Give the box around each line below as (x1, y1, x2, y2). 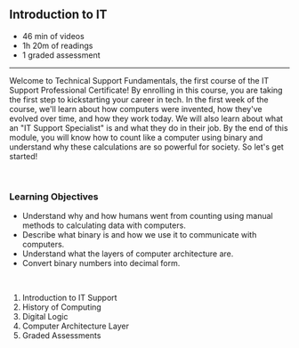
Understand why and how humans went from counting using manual (21, 211, 273, 222)
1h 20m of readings (21, 40, 93, 51)
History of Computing (21, 302, 102, 312)
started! (9, 150, 38, 161)
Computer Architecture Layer (21, 320, 129, 332)
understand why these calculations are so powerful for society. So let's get (9, 142, 285, 152)
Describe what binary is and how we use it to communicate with (21, 230, 257, 240)
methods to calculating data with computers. (21, 220, 187, 231)
